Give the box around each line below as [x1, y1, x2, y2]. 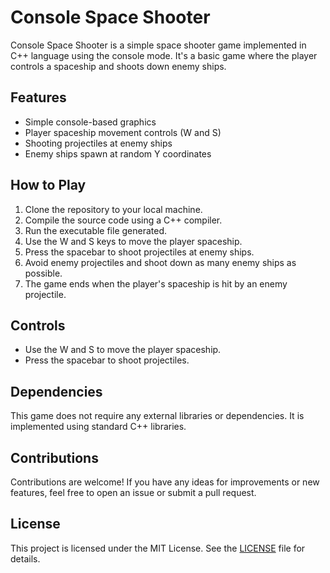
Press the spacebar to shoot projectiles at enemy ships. [24, 246, 255, 258]
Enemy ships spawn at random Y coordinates [24, 147, 212, 160]
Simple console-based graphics [24, 116, 157, 128]
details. [10, 552, 41, 565]
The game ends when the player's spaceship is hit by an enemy [24, 277, 288, 290]
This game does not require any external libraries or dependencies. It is [10, 410, 305, 422]
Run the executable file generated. [24, 224, 168, 236]
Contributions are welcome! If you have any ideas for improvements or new [10, 476, 320, 488]
